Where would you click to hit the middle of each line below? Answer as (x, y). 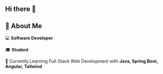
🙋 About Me (24, 26)
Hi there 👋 (21, 9)
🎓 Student (17, 50)
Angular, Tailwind (24, 67)
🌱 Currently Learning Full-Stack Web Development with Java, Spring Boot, (81, 61)
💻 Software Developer (29, 38)
